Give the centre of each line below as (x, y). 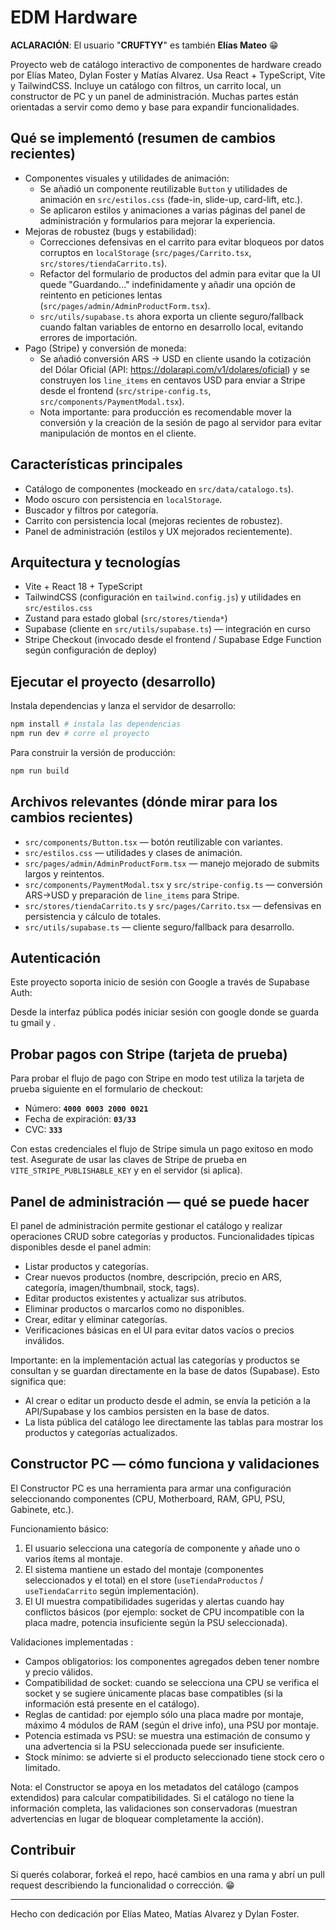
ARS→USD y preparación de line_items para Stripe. (132, 895)
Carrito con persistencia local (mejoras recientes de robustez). (153, 520)
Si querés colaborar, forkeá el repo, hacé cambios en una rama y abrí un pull (167, 1874)
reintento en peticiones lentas (101, 295)
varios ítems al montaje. (73, 1558)
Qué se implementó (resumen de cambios (143, 138)
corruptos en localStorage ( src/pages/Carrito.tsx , (145, 252)
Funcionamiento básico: (59, 1528)
